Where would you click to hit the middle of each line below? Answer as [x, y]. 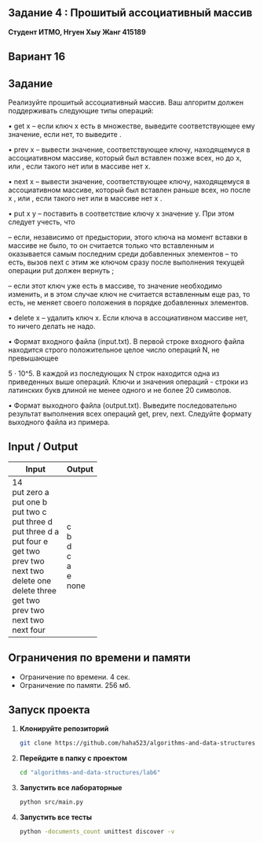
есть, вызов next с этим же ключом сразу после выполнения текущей [126, 262]
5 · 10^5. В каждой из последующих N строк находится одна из [114, 374]
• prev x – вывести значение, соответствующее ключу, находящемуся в [129, 150]
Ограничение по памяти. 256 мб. [75, 685]
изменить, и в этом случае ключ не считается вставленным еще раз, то [129, 294]
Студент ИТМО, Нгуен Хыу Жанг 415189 [77, 31]
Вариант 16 [37, 57]
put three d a [36, 531]
